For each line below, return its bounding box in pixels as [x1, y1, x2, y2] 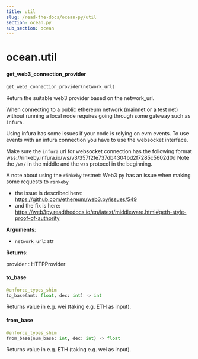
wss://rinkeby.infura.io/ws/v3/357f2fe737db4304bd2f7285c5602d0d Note [6, 154, 190, 161]
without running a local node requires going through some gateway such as [6, 112, 191, 119]
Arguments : [6, 226, 37, 233]
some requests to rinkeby [6, 178, 69, 185]
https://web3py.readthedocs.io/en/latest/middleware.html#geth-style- [14, 208, 187, 215]
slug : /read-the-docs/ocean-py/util [6, 14, 97, 20]
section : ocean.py [6, 20, 52, 25]
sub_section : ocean [6, 25, 55, 31]
